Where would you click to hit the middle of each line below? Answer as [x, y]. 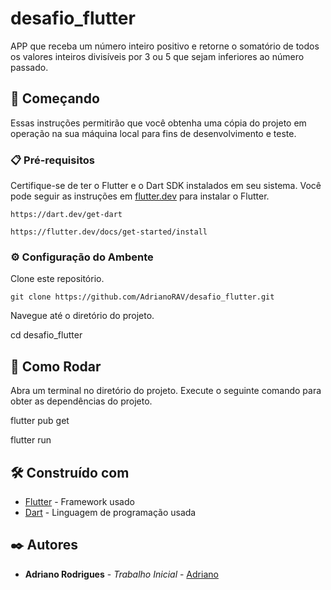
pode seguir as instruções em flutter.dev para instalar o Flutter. [140, 196]
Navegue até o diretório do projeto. [82, 316]
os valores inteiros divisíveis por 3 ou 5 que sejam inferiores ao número [157, 56]
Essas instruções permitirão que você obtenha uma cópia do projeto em [158, 123]
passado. [29, 67]
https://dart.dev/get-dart [66, 215]
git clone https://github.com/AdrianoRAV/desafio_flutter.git [142, 297]
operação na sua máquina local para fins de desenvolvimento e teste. [153, 133]
